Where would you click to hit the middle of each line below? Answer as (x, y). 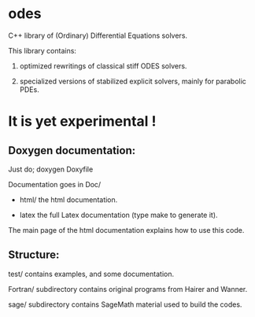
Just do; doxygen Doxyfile (51, 169)
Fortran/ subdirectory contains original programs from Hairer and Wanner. (128, 289)
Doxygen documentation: (72, 150)
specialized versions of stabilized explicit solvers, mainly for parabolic (133, 81)
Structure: (34, 255)
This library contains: (42, 50)
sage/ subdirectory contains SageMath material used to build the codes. (125, 304)
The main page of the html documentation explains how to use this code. (126, 230)
